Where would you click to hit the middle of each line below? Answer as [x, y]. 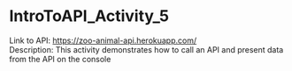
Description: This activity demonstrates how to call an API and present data [146, 49]
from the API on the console [60, 59]
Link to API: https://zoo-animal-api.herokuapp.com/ [103, 40]
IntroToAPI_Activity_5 [89, 16]
